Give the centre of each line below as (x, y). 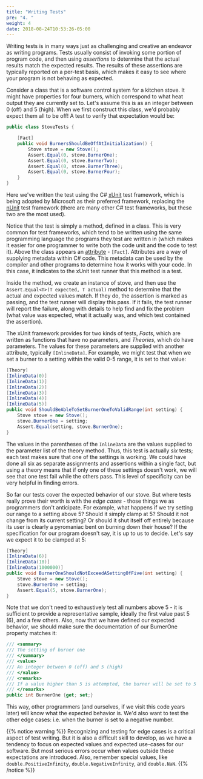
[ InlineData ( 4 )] (27, 398)
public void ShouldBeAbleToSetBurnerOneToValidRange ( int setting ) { (95, 410)
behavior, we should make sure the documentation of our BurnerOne (92, 627)
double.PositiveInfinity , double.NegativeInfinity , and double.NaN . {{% (97, 764)
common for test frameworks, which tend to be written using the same (94, 232)
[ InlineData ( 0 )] (27, 376)
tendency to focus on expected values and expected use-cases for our (95, 744)
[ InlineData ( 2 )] (27, 387)
